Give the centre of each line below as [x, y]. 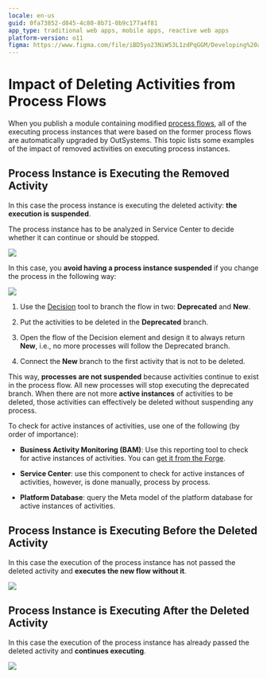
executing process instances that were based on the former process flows [130, 132]
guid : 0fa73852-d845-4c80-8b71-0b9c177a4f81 [83, 23]
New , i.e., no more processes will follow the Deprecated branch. [125, 346]
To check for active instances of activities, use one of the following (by [124, 425]
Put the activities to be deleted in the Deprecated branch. [114, 322]
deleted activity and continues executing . [77, 651]
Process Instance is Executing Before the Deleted [133, 531]
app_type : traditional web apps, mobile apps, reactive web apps [118, 30]
